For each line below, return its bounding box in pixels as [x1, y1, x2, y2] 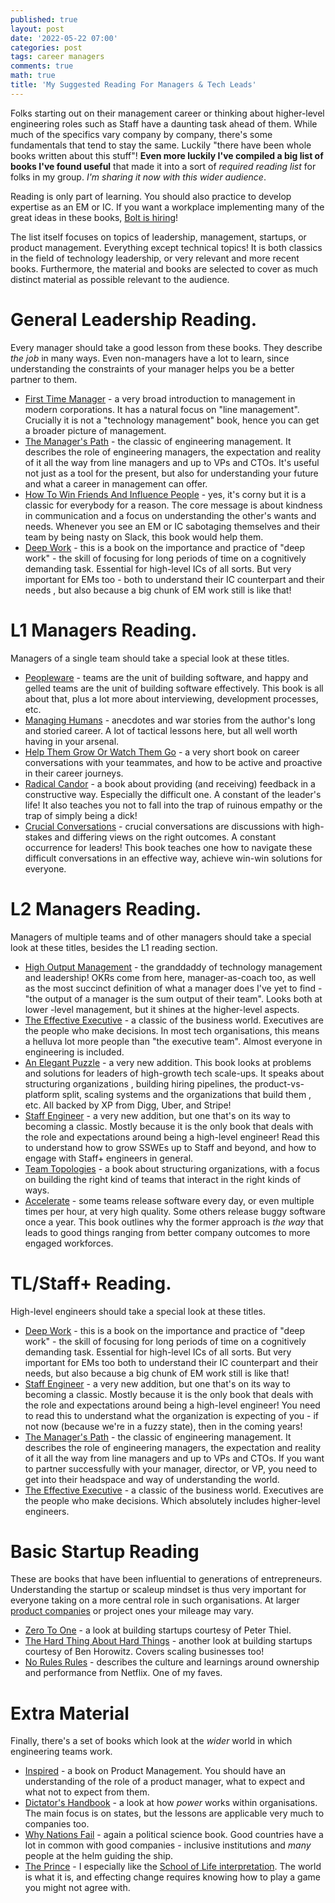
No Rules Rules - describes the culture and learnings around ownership [24, 1656, 320, 1668]
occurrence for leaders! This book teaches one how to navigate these [24, 841, 313, 853]
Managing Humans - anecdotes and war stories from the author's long [24, 714, 316, 726]
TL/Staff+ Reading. [10, 1272, 172, 1295]
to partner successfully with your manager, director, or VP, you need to [24, 1462, 318, 1475]
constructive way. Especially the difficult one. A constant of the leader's [24, 788, 322, 800]
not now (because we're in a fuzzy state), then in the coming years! [24, 1420, 303, 1432]
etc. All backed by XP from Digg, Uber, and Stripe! [24, 1099, 232, 1111]
